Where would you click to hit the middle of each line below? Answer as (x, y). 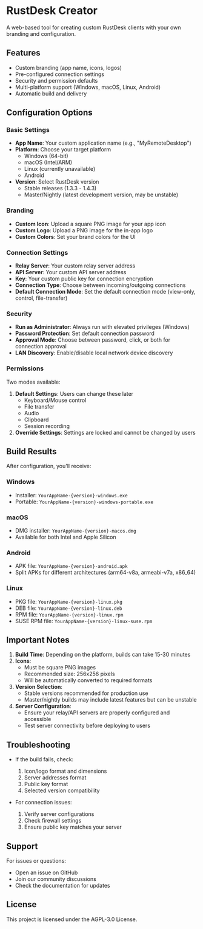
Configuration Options (49, 113)
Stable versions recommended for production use (86, 693)
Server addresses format (55, 778)
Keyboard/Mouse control (55, 400)
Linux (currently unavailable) (60, 169)
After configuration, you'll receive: (49, 466)
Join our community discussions (56, 879)
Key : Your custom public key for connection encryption (84, 279)
